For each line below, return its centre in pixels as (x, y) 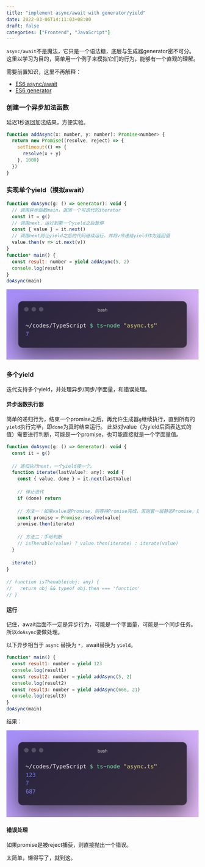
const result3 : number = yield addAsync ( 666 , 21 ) (76, 690)
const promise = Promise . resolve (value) (69, 518)
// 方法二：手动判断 (40, 537)
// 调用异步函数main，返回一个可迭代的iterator (67, 210)
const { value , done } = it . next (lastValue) (75, 479)
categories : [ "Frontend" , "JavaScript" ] (59, 32)
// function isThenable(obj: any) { (53, 582)
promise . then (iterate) (46, 524)
